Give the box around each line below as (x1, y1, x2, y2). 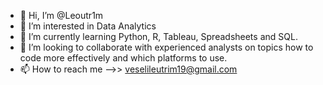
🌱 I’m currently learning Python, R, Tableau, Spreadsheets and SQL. (19, 31, 298, 42)
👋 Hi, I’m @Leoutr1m (19, 10, 104, 21)
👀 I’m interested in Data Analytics (19, 20, 157, 32)
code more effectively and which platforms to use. (19, 52, 228, 64)
